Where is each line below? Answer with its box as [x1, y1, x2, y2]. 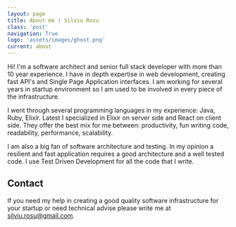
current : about [7, 43, 52, 50]
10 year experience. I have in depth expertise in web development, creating [7, 70, 225, 78]
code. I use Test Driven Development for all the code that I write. [7, 157, 194, 166]
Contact [7, 178, 44, 190]
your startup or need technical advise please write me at [7, 204, 171, 212]
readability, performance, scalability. [7, 128, 113, 137]
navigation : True [7, 30, 58, 37]
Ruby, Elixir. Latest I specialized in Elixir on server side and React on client [7, 114, 222, 122]
